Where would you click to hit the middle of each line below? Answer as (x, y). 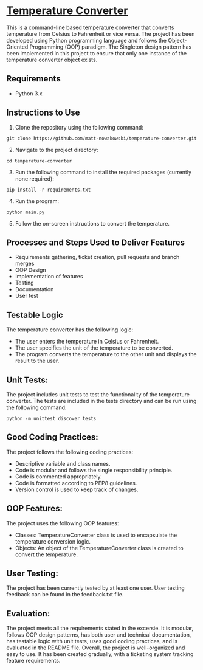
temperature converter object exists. (52, 60)
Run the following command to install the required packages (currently (103, 172)
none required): (35, 178)
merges (25, 264)
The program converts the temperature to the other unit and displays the (106, 354)
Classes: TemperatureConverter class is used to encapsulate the (96, 535)
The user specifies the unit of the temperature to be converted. (94, 348)
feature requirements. (33, 661)
